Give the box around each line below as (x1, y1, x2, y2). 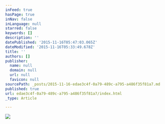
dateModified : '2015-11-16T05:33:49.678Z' (5, 44, 95, 49)
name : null (10, 63, 33, 68)
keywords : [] (5, 30, 33, 35)
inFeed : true (5, 7, 33, 12)
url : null (10, 72, 30, 77)
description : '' (5, 35, 39, 40)
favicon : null (10, 77, 39, 82)
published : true (5, 86, 39, 91)
